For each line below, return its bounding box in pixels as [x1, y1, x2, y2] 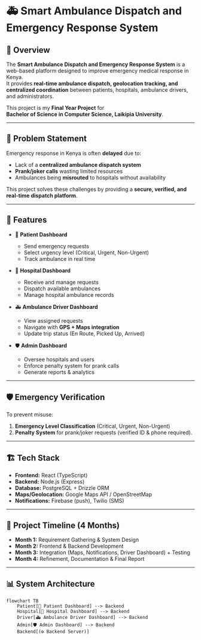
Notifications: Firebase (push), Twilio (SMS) [14, 497, 124, 504]
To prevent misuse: [6, 411, 54, 418]
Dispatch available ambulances [23, 285, 100, 292]
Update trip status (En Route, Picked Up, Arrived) [23, 330, 145, 337]
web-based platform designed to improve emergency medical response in [6, 67, 189, 74]
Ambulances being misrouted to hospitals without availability [14, 174, 166, 181]
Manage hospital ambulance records [23, 291, 114, 298]
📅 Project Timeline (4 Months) [6, 520, 120, 530]
